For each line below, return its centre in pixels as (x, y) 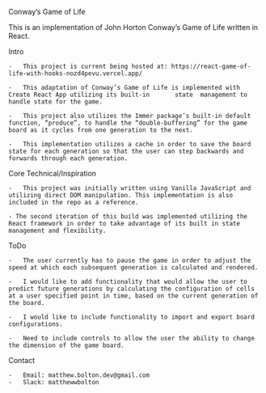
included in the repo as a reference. (74, 202)
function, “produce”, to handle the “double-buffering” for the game (128, 123)
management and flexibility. (57, 230)
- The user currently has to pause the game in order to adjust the (130, 260)
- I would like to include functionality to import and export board (131, 317)
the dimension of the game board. (67, 345)
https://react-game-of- (211, 66)
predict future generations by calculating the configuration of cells (131, 289)
